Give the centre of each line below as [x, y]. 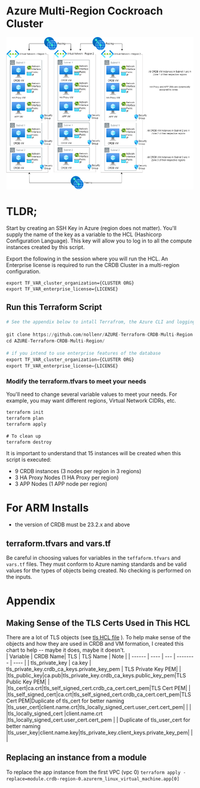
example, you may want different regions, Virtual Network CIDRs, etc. [91, 401]
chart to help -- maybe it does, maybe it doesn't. [66, 650]
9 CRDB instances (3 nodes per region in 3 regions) [78, 471]
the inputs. [19, 577]
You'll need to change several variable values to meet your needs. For [92, 394]
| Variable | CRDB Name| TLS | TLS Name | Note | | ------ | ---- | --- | [91, 656]
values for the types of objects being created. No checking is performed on [99, 570]
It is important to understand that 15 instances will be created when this [94, 453]
